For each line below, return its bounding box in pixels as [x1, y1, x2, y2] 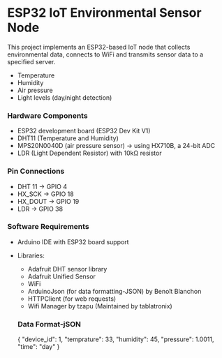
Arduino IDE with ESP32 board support [17, 237, 129, 246]
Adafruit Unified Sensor [27, 272, 96, 281]
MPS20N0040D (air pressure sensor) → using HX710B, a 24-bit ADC [17, 142, 216, 150]
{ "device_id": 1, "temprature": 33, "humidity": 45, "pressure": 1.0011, [17, 335, 214, 343]
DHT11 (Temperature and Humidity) [17, 134, 119, 142]
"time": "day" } [17, 343, 60, 351]
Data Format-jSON [17, 319, 82, 329]
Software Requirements [7, 222, 89, 232]
